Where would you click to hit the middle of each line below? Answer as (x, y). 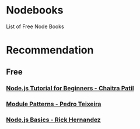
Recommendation (50, 50)
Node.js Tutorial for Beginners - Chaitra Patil (70, 89)
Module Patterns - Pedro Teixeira (54, 104)
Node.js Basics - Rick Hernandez (53, 120)
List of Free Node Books (35, 26)
